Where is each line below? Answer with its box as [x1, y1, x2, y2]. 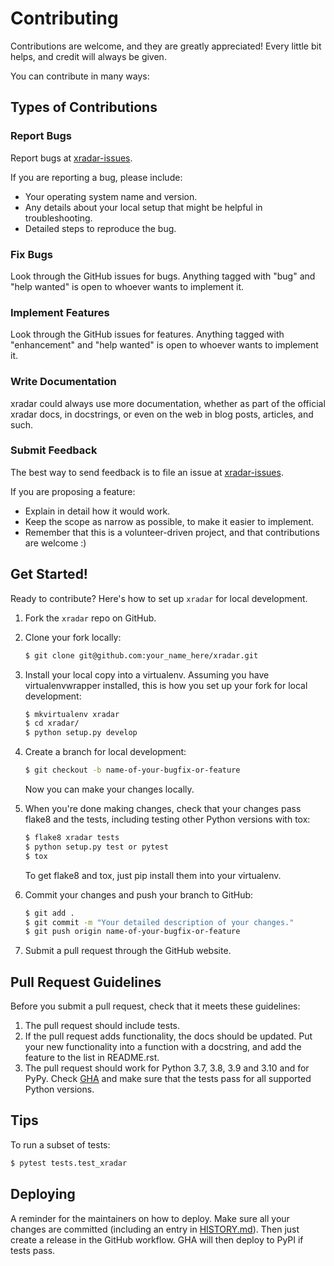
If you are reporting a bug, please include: [10, 171, 183, 183]
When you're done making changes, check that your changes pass [24, 803, 302, 814]
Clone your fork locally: [24, 631, 122, 643]
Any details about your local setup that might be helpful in [24, 201, 263, 213]
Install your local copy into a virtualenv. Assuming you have [24, 668, 270, 681]
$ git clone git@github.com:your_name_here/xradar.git [24, 650, 259, 661]
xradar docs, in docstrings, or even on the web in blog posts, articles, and [10, 408, 314, 420]
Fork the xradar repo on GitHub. [24, 612, 157, 624]
